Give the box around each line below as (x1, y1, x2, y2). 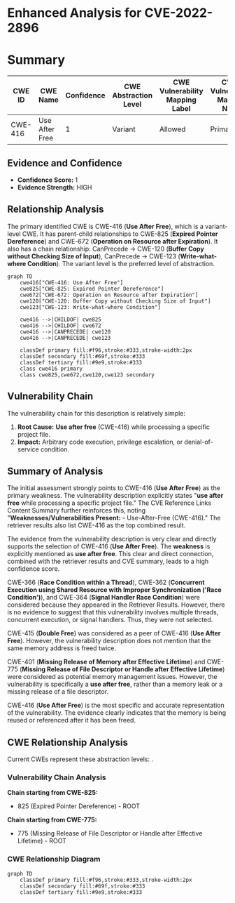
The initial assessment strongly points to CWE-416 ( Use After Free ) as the (7, 484, 220, 492)
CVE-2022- (144, 5, 213, 21)
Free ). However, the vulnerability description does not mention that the (7, 637, 211, 645)
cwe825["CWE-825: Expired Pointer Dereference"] (20, 285, 164, 292)
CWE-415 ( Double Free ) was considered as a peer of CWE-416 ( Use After (7, 629, 221, 638)
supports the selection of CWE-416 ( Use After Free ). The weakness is (7, 542, 211, 551)
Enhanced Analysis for (7, 5, 142, 21)
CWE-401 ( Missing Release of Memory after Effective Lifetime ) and (7, 658, 206, 666)
